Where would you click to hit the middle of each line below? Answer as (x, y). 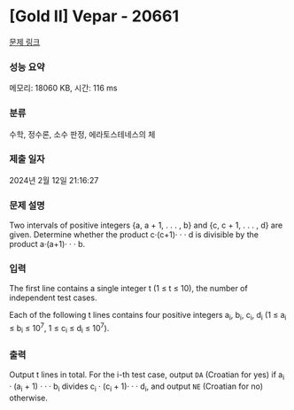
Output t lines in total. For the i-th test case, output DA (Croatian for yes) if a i (147, 375)
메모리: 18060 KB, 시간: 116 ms (63, 88)
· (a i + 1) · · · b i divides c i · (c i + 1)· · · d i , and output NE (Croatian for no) (136, 387)
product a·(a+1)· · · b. (47, 244)
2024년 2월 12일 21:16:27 (54, 180)
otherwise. (29, 398)
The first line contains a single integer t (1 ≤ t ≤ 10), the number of (128, 289)
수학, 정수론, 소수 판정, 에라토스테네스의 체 (82, 134)
